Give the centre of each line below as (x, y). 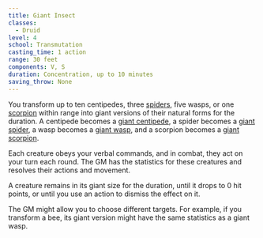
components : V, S (37, 67)
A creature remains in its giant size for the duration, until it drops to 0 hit (125, 185)
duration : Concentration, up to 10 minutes (81, 74)
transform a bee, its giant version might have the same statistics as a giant (129, 217)
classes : (23, 23)
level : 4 (23, 38)
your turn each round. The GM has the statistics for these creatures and (125, 161)
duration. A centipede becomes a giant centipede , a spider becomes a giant (131, 121)
